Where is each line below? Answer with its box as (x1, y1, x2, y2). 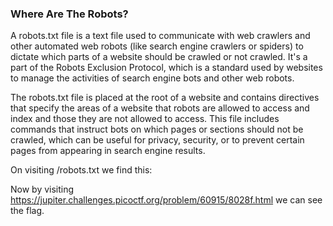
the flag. (10, 205, 45, 217)
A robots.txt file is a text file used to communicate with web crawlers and (10, 30, 311, 42)
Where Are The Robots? (10, 7, 129, 21)
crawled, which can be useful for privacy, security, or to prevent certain (10, 134, 305, 146)
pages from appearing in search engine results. (10, 145, 206, 157)
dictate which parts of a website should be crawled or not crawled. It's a (10, 51, 308, 63)
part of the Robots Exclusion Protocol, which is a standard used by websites (10, 62, 323, 74)
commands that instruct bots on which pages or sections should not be (10, 123, 304, 136)
